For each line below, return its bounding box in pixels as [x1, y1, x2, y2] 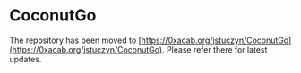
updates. [9, 53, 42, 64]
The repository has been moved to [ [9, 35, 142, 45]
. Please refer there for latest [161, 44, 268, 54]
